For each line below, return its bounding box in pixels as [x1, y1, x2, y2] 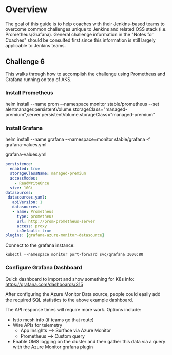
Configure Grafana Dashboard [5, 264, 82, 271]
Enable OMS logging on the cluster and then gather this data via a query [12, 338, 166, 344]
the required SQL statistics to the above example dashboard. [5, 297, 133, 303]
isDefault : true [16, 228, 52, 233]
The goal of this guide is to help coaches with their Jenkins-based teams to [5, 21, 165, 27]
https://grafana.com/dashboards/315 [5, 281, 83, 287]
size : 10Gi [10, 185, 33, 190]
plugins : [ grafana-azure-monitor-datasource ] [5, 233, 104, 238]
